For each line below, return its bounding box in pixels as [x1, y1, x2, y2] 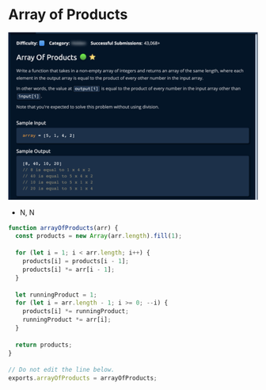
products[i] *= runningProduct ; [22, 308, 129, 315]
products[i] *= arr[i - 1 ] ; [22, 266, 115, 273]
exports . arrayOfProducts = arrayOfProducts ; [8, 374, 158, 382]
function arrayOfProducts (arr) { [8, 224, 119, 231]
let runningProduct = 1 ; [15, 291, 97, 299]
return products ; [15, 341, 73, 349]
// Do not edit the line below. [8, 366, 115, 374]
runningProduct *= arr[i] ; [22, 315, 112, 324]
